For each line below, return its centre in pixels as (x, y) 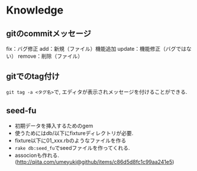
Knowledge (35, 10)
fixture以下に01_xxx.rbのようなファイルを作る (70, 140)
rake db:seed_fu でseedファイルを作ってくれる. (72, 147)
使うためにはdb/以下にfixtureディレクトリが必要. (74, 133)
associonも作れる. (37, 155)
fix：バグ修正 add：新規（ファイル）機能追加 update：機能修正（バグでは (96, 49)
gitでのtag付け (33, 76)
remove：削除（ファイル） (50, 56)
